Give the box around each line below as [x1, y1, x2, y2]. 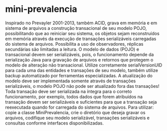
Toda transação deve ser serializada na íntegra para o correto [5, 88, 132, 94]
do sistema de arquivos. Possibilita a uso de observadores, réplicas [5, 41, 144, 47]
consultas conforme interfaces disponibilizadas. [5, 120, 104, 126]
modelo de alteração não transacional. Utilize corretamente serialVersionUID [5, 62, 163, 68]
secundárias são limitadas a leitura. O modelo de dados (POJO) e [5, 46, 140, 52]
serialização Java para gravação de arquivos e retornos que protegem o [5, 57, 154, 63]
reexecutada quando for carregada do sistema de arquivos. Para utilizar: [5, 104, 154, 110]
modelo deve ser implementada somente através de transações [5, 78, 136, 84]
